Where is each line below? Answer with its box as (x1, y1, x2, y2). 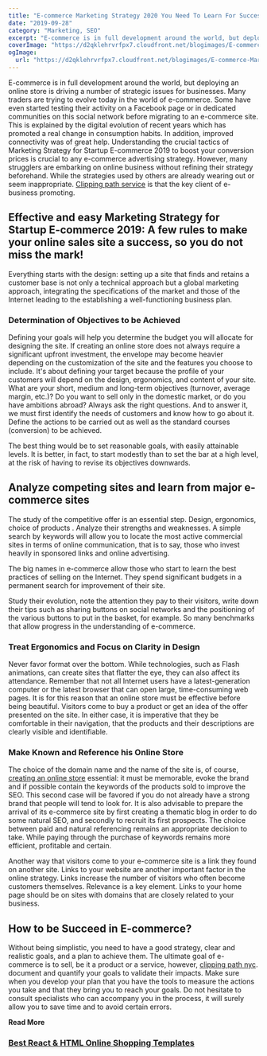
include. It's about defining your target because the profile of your (8, 366, 225, 376)
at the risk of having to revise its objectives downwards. (8, 458, 191, 467)
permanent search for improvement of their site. (8, 580, 165, 590)
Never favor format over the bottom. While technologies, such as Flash (8, 660, 240, 669)
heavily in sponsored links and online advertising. (8, 548, 170, 558)
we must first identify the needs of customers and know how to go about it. (8, 408, 254, 418)
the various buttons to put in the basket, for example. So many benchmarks (8, 613, 255, 622)
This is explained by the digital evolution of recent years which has (8, 120, 226, 130)
